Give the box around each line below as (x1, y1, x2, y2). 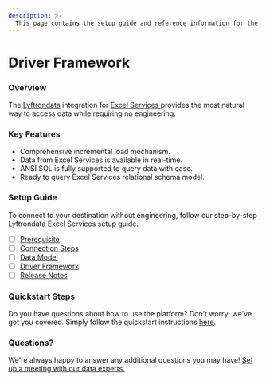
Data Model (19, 252, 58, 262)
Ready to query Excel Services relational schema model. (19, 173, 205, 182)
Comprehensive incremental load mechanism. (19, 147, 171, 157)
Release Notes (19, 270, 68, 280)
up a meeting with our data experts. (8, 364, 125, 374)
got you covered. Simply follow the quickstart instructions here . (8, 317, 217, 327)
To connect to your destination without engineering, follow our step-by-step (8, 210, 257, 220)
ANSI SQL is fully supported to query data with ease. (19, 164, 194, 173)
